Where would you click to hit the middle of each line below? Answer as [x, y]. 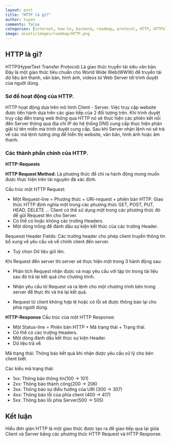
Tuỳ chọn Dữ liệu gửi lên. [39, 252]
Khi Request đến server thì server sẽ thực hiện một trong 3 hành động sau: [83, 261]
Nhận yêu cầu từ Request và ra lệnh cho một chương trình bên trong [84, 287]
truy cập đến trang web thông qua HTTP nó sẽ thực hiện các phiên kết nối [83, 118]
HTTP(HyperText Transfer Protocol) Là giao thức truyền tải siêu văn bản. [81, 66]
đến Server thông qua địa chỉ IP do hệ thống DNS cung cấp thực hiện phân [84, 124]
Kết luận [19, 416]
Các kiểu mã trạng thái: [30, 369]
